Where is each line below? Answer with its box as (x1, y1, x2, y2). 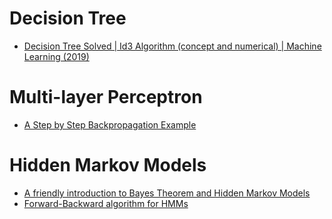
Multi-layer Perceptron (9, 86, 203, 109)
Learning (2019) (23, 50, 90, 62)
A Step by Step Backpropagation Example (23, 118, 197, 131)
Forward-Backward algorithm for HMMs (23, 197, 189, 209)
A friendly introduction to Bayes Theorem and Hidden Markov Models (23, 187, 311, 199)
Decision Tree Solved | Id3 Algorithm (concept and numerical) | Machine (23, 40, 322, 52)
